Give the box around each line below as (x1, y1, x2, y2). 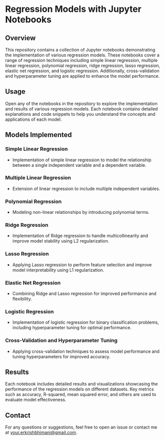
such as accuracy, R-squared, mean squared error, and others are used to (5, 391, 157, 397)
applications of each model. (5, 116, 62, 122)
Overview (5, 34, 36, 42)
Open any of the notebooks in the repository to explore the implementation (5, 100, 158, 106)
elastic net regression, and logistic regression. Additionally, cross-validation (5, 68, 160, 74)
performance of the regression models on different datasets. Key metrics (5, 386, 154, 392)
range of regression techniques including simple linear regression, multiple (5, 57, 158, 63)
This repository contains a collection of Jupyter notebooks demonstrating (5, 47, 156, 52)
